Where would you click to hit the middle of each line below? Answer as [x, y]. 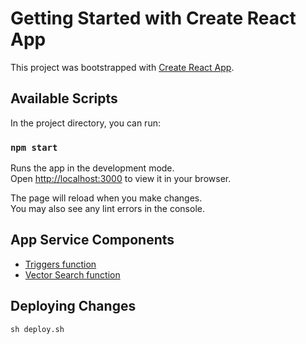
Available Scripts [64, 98]
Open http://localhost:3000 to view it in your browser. [121, 179]
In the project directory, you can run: [85, 123]
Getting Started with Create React [153, 18]
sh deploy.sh [37, 329]
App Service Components [92, 240]
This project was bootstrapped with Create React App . [122, 67]
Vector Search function [72, 274]
